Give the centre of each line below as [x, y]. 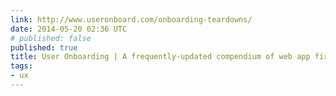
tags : [21, 66]
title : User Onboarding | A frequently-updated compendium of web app [160, 57]
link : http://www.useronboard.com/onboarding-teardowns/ [131, 19]
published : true [44, 47]
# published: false [51, 38]
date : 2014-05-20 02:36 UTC [69, 29]
